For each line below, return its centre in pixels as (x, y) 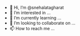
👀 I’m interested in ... (30, 13)
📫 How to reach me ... (32, 28)
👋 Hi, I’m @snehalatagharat (37, 8)
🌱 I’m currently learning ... (35, 18)
